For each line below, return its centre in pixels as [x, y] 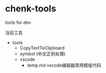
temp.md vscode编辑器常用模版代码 [64, 65]
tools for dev [18, 22]
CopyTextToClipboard [42, 48]
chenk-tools [31, 9]
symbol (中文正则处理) [43, 54]
